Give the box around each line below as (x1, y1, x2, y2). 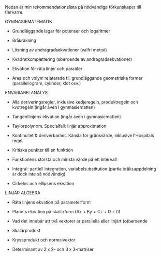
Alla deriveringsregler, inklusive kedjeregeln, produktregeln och (12, 99, 139, 105)
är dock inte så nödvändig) (12, 171, 66, 177)
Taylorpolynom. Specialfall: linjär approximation (12, 123, 107, 129)
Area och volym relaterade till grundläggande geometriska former (12, 75, 143, 81)
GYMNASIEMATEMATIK (5, 19, 52, 24)
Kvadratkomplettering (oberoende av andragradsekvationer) (12, 56, 132, 62)
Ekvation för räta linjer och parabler (12, 66, 83, 71)
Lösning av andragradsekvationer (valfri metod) (12, 47, 107, 52)
